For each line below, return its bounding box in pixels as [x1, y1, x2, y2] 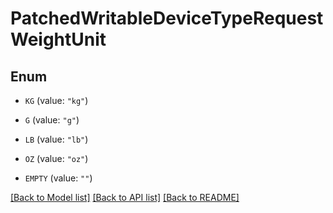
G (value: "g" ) [24, 114, 80, 126]
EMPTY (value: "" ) [24, 172, 93, 184]
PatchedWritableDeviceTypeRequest [10, 7, 324, 30]
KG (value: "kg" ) [24, 95, 89, 106]
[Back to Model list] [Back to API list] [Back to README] [10, 192, 240, 203]
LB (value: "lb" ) [24, 133, 89, 145]
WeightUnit [10, 28, 107, 51]
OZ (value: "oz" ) [24, 153, 89, 164]
